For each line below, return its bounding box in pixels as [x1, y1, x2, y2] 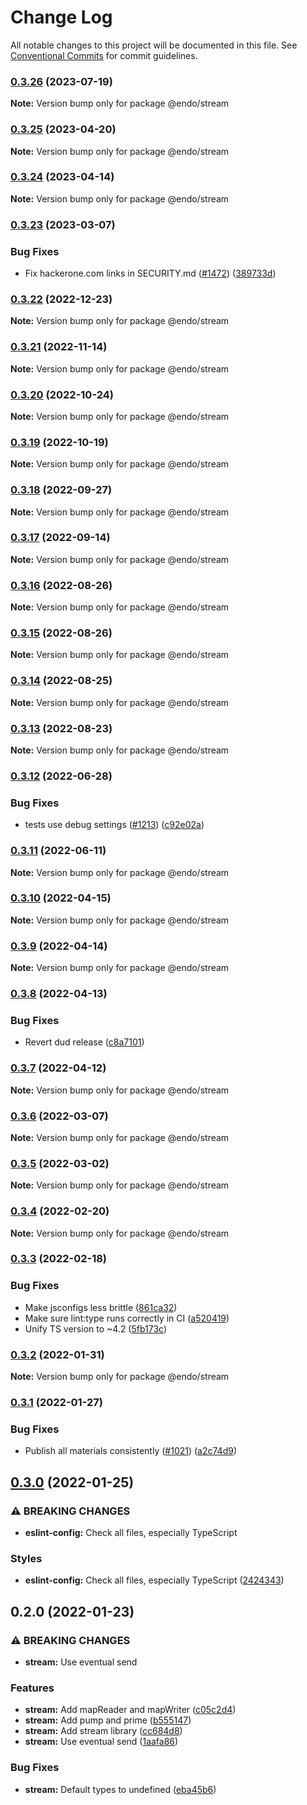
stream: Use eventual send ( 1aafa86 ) [24, 1736, 179, 1748]
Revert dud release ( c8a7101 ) [24, 1036, 145, 1048]
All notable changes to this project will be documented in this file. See [10, 39, 298, 51]
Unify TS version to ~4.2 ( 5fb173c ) [24, 1322, 168, 1335]
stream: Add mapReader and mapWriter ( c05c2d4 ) [24, 1704, 237, 1716]
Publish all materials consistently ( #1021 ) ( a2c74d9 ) [24, 1445, 238, 1457]
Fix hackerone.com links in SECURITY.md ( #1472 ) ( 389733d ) [24, 267, 277, 280]
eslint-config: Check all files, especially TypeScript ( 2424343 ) [24, 1574, 285, 1586]
